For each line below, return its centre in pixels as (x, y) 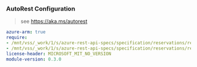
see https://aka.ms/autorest (54, 22)
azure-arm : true (26, 32)
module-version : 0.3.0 (34, 59)
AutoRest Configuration (41, 9)
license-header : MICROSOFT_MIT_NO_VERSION (59, 54)
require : (17, 38)
